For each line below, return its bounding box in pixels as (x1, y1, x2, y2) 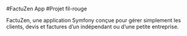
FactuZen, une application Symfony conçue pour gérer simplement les (6, 17, 181, 23)
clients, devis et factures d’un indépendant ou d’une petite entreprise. (6, 23, 179, 30)
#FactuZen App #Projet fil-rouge (6, 5, 87, 12)
